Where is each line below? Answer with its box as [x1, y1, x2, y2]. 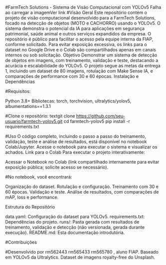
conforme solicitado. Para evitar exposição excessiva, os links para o [5, 41, 147, 47]
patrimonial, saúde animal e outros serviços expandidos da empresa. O [5, 31, 151, 36]
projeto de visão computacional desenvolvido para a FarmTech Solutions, [5, 15, 156, 20]
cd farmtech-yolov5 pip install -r [63, 118, 131, 124]
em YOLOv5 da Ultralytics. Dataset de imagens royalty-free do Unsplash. [5, 254, 156, 260]
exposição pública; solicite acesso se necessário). [5, 164, 109, 170]
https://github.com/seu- [76, 113, 126, 119]
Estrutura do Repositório [5, 204, 55, 209]
